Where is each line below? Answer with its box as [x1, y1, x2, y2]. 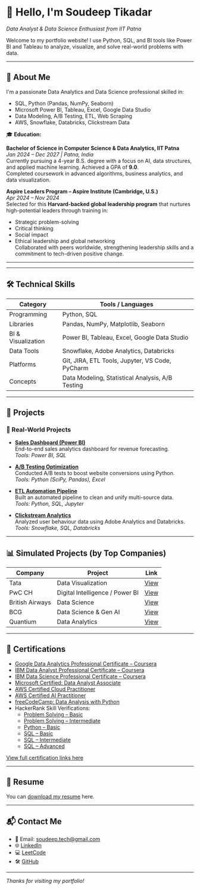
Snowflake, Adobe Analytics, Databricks [62, 346, 174, 355]
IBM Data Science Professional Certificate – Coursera [14, 673, 146, 680]
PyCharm [62, 364, 89, 372]
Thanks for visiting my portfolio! [6, 877, 85, 884]
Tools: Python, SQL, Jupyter [14, 500, 84, 507]
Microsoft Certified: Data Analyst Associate [14, 679, 121, 686]
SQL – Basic [23, 729, 54, 737]
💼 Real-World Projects [6, 425, 71, 433]
